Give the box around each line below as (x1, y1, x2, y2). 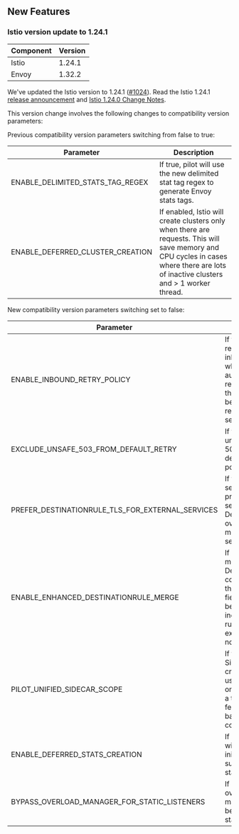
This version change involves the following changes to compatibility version (7, 109, 230, 117)
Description (173, 147, 215, 157)
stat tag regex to (159, 177, 214, 187)
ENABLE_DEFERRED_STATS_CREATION (11, 749, 142, 759)
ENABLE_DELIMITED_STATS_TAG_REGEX (11, 177, 149, 187)
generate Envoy (159, 186, 212, 196)
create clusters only (159, 216, 225, 226)
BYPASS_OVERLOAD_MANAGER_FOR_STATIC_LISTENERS (11, 796, 206, 806)
